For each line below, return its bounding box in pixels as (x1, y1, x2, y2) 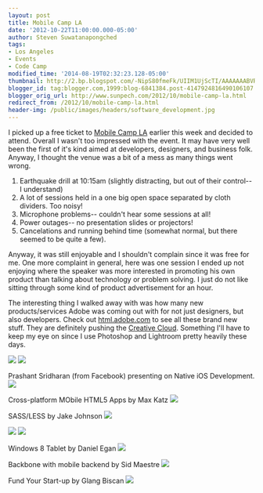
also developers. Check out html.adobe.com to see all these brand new (8, 315, 238, 324)
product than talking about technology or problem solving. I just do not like (8, 275, 249, 284)
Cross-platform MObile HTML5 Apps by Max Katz (8, 395, 168, 404)
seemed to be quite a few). (19, 234, 106, 244)
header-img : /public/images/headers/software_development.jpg (8, 107, 215, 114)
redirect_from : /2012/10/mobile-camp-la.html (8, 99, 159, 107)
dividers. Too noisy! (19, 201, 84, 210)
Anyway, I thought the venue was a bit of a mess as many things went (8, 153, 233, 161)
